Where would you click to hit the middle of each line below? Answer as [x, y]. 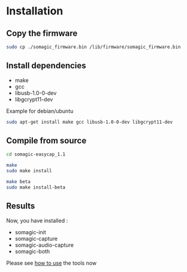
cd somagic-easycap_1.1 [36, 154]
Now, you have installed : [37, 220]
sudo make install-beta [36, 187]
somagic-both [32, 251]
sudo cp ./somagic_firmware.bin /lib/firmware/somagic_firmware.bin [93, 47]
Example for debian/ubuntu [40, 111]
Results [21, 206]
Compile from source [46, 140]
